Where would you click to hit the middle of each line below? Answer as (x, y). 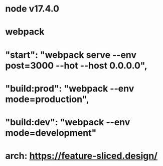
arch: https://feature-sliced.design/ (81, 156)
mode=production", (47, 99)
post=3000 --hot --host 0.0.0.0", (76, 65)
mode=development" (51, 133)
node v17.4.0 (32, 9)
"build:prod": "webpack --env (70, 88)
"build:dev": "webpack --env (68, 122)
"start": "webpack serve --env (71, 55)
